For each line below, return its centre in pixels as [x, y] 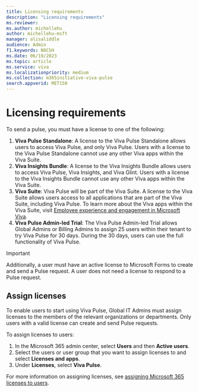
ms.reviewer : [22, 23]
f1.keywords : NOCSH [30, 50]
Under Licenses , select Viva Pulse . [58, 365]
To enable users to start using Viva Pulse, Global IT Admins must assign [94, 310]
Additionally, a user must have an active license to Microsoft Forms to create [99, 264]
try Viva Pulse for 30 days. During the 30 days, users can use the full [99, 235]
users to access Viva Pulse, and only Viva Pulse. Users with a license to [102, 147]
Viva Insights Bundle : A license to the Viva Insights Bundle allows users [103, 166]
